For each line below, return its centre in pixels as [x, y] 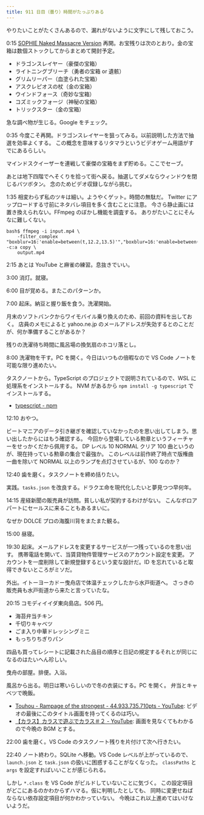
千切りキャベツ [34, 623]
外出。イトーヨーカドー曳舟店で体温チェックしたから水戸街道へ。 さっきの [100, 582]
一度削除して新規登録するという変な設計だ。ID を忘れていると [110, 562]
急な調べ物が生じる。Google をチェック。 [59, 122]
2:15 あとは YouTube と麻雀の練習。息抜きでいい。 [70, 264]
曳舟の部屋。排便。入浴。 [38, 672]
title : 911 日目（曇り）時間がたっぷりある [55, 12]
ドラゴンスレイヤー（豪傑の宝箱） [58, 63]
